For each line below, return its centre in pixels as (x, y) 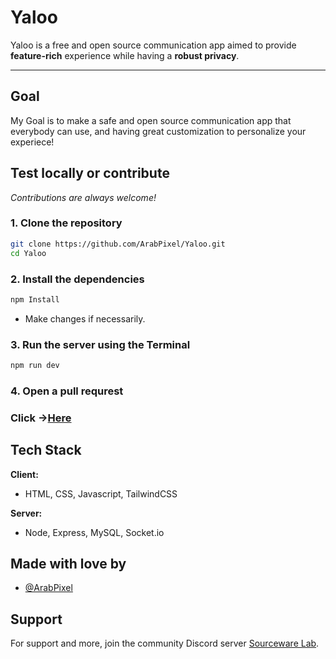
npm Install (35, 299)
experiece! (32, 142)
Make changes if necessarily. (85, 318)
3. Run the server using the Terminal (100, 344)
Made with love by (68, 564)
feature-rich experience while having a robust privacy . (125, 55)
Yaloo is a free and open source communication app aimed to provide (153, 45)
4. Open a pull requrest (67, 391)
